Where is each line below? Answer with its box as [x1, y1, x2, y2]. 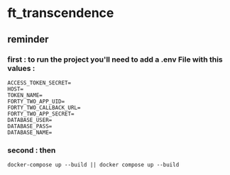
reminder [7, 33, 49, 45]
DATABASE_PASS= [7, 123, 53, 130]
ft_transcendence [7, 5, 114, 21]
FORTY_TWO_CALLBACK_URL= [7, 104, 81, 111]
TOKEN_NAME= [7, 91, 43, 98]
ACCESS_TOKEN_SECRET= [7, 79, 72, 86]
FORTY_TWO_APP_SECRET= [7, 110, 75, 118]
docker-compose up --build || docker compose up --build [7, 162, 180, 169]
